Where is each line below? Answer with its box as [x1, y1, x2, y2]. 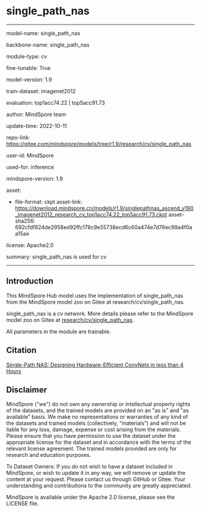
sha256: [14, 217, 35, 224]
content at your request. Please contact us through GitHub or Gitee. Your [6, 476, 185, 483]
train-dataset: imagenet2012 [6, 87, 76, 95]
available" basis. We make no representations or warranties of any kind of [6, 413, 188, 420]
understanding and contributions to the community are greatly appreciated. [6, 482, 192, 489]
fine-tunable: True [6, 64, 51, 71]
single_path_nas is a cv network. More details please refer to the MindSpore [6, 310, 194, 317]
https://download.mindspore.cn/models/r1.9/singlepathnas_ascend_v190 [14, 205, 194, 212]
